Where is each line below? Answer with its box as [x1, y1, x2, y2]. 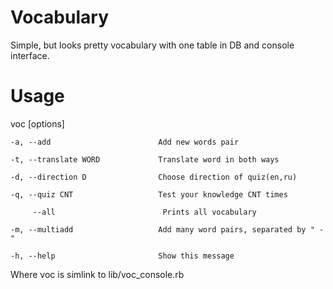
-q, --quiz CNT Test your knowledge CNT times [10, 189, 288, 200]
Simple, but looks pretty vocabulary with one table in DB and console [10, 39, 295, 51]
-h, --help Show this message [10, 251, 235, 261]
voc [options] [10, 117, 65, 130]
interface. [10, 49, 50, 61]
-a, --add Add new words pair [10, 137, 240, 147]
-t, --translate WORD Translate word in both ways [10, 154, 280, 165]
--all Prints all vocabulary [32, 207, 257, 217]
